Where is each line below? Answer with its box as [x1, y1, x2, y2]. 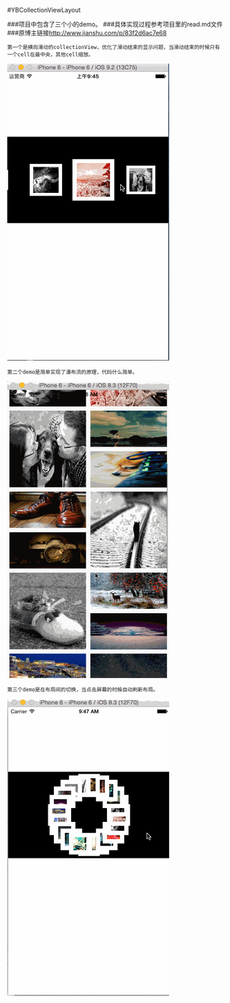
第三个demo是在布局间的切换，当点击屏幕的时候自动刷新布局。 [7, 686, 159, 693]
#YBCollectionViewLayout [7, 6, 81, 14]
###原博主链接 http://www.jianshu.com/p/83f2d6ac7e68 [7, 29, 167, 37]
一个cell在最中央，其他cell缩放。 [7, 51, 94, 58]
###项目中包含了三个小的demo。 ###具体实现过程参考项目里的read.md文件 [7, 20, 223, 28]
